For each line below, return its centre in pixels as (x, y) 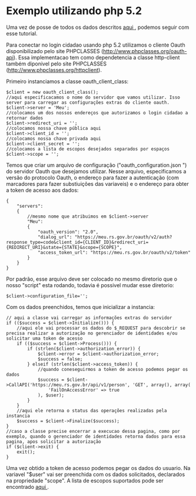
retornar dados (25, 118)
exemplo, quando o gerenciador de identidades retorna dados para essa (96, 436)
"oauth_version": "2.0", (68, 232)
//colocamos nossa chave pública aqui (54, 128)
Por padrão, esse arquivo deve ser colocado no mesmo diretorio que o (92, 279)
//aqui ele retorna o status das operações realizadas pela (92, 410)
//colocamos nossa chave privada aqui (54, 139)
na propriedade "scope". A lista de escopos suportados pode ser (85, 480)
